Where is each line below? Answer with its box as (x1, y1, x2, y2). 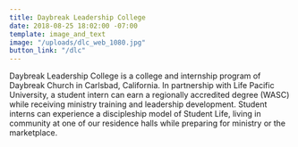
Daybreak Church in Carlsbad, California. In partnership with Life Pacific (9, 80, 275, 91)
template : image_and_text (9, 29, 106, 38)
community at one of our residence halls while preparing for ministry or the (9, 118, 286, 129)
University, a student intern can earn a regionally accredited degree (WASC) (9, 90, 290, 101)
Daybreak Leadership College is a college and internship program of (9, 70, 261, 81)
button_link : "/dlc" (9, 46, 87, 55)
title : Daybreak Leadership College (9, 12, 146, 22)
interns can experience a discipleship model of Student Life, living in (9, 109, 261, 119)
